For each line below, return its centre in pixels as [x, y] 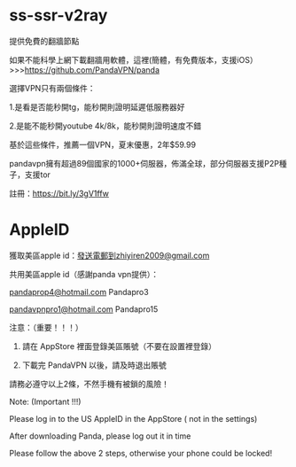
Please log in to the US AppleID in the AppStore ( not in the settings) [133, 418]
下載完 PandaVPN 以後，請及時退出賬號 [94, 365]
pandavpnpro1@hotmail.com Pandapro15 [84, 309]
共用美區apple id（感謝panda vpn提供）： [84, 274]
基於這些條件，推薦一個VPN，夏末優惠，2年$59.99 [103, 144]
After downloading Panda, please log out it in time [100, 436]
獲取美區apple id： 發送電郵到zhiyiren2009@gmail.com [109, 255]
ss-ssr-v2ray [58, 16]
